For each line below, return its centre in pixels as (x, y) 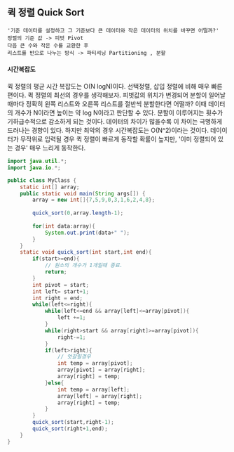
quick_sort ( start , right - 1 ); (73, 422)
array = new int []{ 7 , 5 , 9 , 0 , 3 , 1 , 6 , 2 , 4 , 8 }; (94, 200)
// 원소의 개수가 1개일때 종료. (84, 266)
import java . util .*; (37, 161)
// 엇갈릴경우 (74, 357)
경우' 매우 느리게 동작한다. (50, 148)
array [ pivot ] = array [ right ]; (101, 370)
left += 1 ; (71, 318)
